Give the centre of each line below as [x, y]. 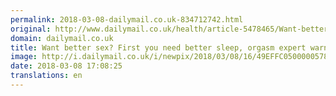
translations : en [46, 76]
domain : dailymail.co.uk [62, 38]
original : [31, 29]
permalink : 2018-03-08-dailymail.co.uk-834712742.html [127, 19]
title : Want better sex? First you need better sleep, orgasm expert [158, 47]
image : [24, 57]
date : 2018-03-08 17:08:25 [66, 66]
